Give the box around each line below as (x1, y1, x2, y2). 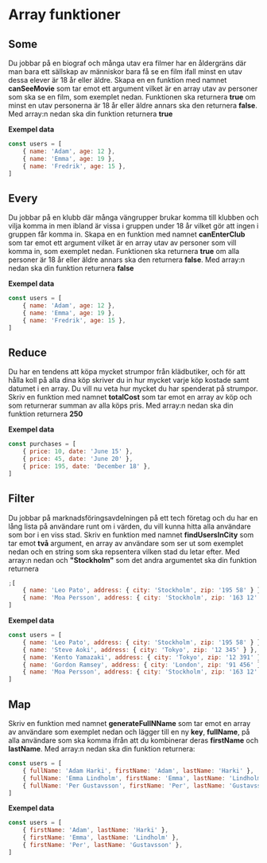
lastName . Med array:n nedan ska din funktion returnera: (8, 744, 195, 753)
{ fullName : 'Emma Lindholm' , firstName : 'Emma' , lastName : (22, 774, 226, 782)
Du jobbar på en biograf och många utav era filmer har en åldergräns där (8, 58, 246, 68)
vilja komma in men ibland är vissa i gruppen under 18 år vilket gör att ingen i (8, 221, 259, 231)
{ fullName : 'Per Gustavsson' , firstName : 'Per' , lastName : (22, 782, 226, 790)
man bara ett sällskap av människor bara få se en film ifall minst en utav (8, 67, 242, 76)
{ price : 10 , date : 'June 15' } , (22, 447, 133, 455)
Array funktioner (8, 6, 121, 24)
